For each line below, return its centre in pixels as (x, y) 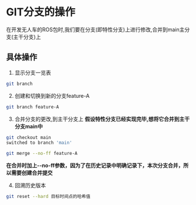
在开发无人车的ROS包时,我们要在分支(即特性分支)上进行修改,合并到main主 (95, 29)
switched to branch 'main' (39, 143)
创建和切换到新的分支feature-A (52, 95)
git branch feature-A (33, 107)
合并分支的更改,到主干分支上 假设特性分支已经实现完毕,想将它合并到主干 (102, 119)
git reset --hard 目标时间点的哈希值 (48, 197)
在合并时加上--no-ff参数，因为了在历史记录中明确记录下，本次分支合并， (95, 166)
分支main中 (29, 126)
